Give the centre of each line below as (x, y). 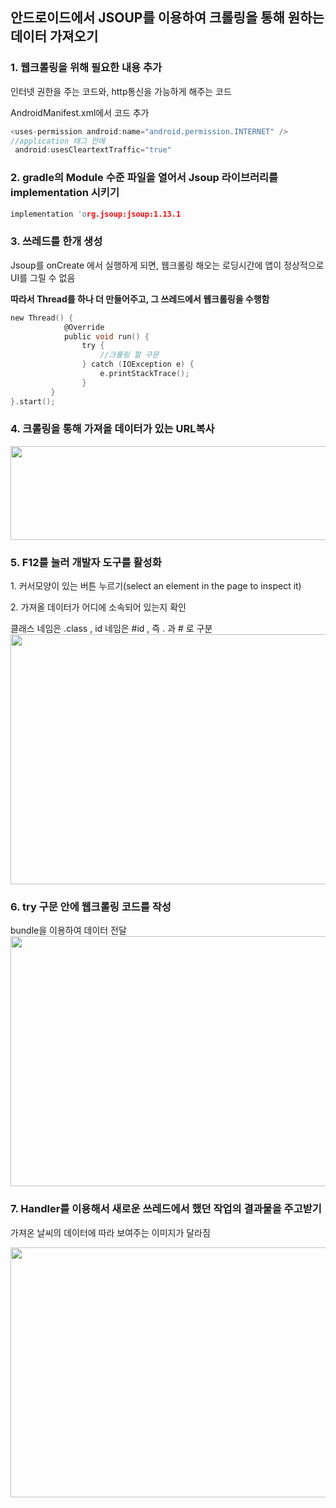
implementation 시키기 (65, 193)
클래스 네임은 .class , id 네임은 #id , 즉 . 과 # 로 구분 (111, 629)
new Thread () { (42, 318)
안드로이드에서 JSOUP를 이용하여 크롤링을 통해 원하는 (167, 18)
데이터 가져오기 (54, 36)
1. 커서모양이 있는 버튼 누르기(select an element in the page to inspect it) (156, 586)
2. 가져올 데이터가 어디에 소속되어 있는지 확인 (98, 607)
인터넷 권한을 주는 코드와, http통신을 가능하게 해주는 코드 (121, 91)
